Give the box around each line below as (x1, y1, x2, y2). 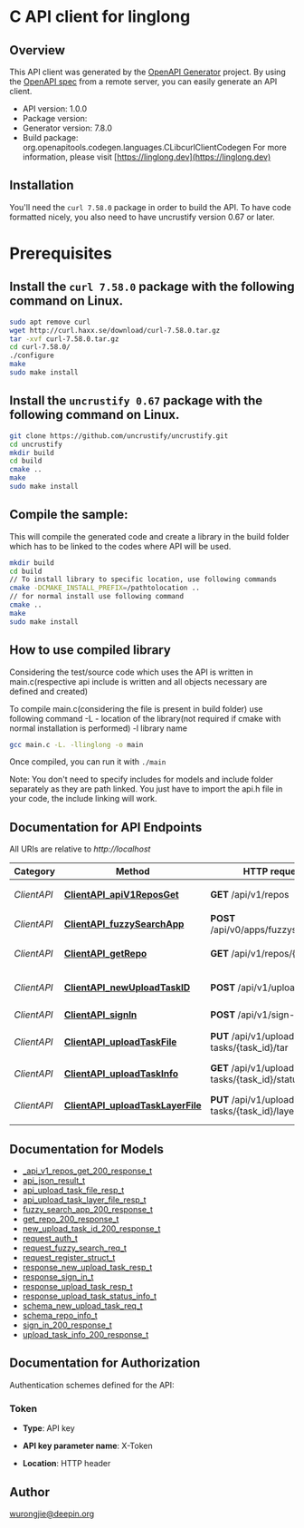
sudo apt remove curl (9, 317, 91, 326)
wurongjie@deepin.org (9, 1508, 95, 1519)
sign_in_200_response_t (22, 1319, 113, 1330)
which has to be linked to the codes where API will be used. (9, 540, 232, 551)
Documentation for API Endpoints (9, 819, 203, 835)
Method (115, 865, 151, 878)
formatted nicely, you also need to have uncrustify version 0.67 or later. (9, 211, 276, 222)
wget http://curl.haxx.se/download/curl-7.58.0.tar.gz (9, 326, 221, 335)
